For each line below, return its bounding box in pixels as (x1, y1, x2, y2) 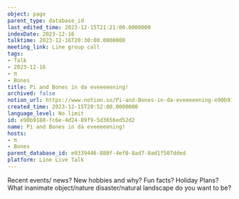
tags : (7, 51, 23, 58)
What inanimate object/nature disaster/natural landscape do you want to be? (7, 183, 232, 192)
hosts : (7, 130, 27, 137)
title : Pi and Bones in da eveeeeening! (7, 83, 129, 91)
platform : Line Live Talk (7, 156, 84, 164)
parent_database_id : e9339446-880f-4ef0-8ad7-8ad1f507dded (7, 150, 186, 157)
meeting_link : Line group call (7, 44, 100, 51)
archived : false (7, 90, 55, 97)
